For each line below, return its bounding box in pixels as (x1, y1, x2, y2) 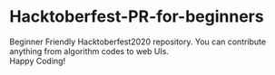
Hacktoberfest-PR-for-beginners (9, 6, 265, 27)
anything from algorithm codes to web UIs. (9, 45, 170, 56)
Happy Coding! (9, 55, 66, 66)
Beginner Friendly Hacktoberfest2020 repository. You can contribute (9, 36, 266, 47)
